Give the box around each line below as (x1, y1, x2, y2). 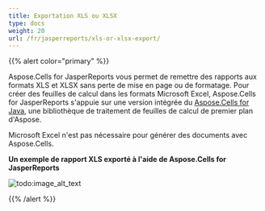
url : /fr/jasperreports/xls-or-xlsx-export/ (8, 34, 161, 43)
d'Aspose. (8, 114, 42, 125)
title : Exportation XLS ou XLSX (8, 11, 117, 20)
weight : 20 (8, 27, 45, 35)
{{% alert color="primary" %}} (8, 56, 110, 66)
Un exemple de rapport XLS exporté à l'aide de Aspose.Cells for (8, 155, 226, 164)
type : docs (8, 19, 45, 27)
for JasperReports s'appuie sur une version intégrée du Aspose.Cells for (8, 97, 250, 107)
